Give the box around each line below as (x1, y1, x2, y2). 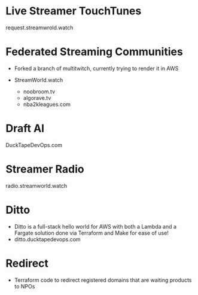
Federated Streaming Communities (5, 45, 183, 59)
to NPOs (14, 282, 35, 290)
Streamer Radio (5, 163, 84, 176)
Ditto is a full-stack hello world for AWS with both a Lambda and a (14, 223, 177, 230)
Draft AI (5, 121, 45, 135)
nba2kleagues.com (23, 101, 71, 108)
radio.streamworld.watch (5, 182, 68, 189)
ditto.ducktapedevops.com (14, 235, 81, 243)
